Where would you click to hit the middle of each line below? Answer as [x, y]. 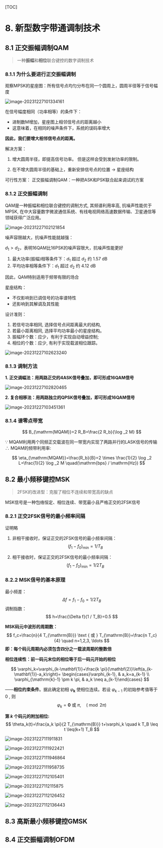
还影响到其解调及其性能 [36, 304]
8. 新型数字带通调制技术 [53, 28]
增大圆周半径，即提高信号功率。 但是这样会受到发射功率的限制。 [77, 159]
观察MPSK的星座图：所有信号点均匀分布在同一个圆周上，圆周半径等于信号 [79, 86]
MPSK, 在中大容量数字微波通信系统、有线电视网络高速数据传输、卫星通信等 [81, 211]
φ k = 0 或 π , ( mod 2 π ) [82, 706]
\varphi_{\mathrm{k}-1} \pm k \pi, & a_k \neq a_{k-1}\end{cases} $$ [82, 679]
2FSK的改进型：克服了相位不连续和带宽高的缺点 [65, 492]
